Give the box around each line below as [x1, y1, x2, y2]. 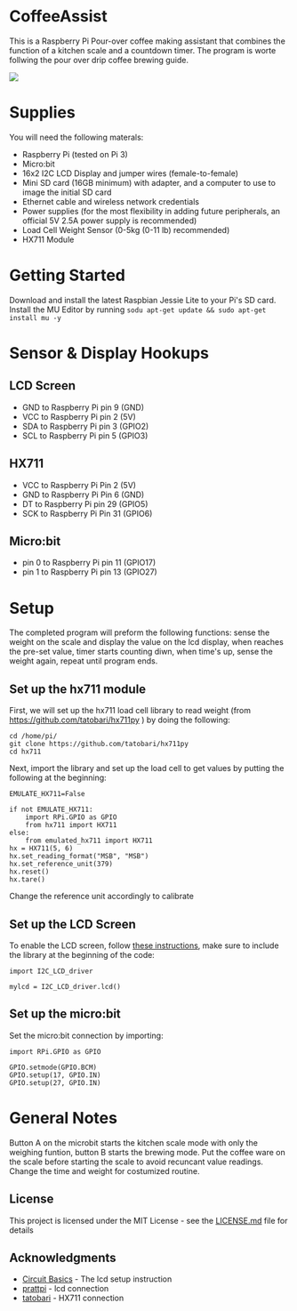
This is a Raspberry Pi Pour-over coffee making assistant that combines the [9, 36, 286, 46]
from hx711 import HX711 [25, 821, 117, 830]
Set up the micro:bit [9, 1007, 122, 1022]
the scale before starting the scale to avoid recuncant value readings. [9, 1156, 264, 1167]
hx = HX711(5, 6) [9, 844, 74, 853]
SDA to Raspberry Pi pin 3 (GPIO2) [21, 421, 149, 431]
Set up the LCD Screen [9, 916, 136, 931]
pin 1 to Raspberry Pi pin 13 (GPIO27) [21, 567, 157, 577]
